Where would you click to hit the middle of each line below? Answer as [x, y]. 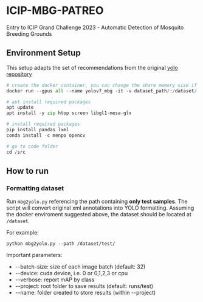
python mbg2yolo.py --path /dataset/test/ [61, 244]
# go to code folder [33, 146]
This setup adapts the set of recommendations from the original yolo [92, 67]
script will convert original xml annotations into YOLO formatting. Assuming [100, 208]
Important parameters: [34, 255]
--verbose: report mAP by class [55, 280]
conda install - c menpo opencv [46, 135]
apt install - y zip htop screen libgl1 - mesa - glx [69, 113]
